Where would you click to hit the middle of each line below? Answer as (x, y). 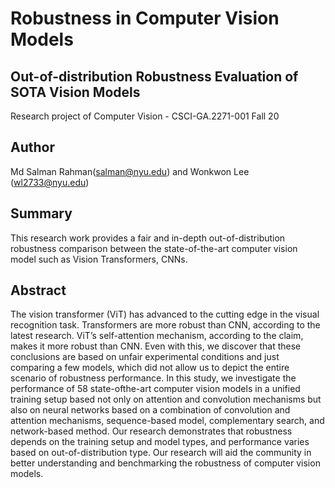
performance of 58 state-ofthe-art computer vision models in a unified (155, 389)
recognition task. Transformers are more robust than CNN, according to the (165, 325)
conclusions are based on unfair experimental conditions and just (145, 357)
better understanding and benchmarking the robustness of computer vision (165, 463)
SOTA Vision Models (75, 92)
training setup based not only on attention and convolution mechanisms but (166, 399)
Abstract (38, 290)
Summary (41, 213)
